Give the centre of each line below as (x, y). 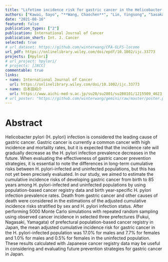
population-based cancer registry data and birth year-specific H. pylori (78, 190)
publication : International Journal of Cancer (54, 33)
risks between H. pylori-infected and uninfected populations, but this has (80, 169)
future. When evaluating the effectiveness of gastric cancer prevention (78, 158)
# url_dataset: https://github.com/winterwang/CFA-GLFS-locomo (72, 47)
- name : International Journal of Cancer (49, 80)
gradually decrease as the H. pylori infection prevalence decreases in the (80, 153)
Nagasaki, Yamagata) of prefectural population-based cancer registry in (79, 222)
